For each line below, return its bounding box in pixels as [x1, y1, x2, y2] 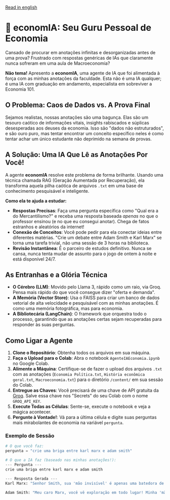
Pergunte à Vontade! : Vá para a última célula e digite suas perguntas [12, 414, 157, 421]
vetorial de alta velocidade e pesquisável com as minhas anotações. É [12, 300, 159, 306]
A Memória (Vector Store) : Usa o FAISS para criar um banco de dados [12, 295, 160, 301]
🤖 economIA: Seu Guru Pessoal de [5, 22, 152, 33]
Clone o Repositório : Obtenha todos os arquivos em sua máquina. [12, 350, 151, 356]
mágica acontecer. [12, 409, 52, 415]
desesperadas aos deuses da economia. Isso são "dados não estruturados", [5, 125, 164, 131]
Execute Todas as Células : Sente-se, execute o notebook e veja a [12, 403, 151, 409]
